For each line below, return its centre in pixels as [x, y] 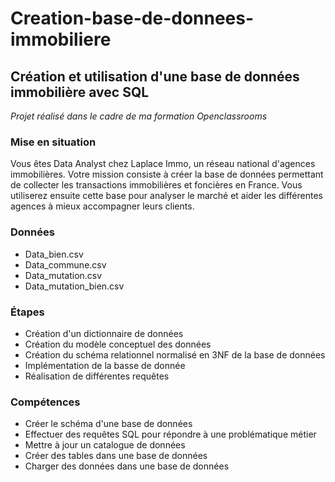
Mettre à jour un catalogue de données [105, 445]
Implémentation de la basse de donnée [105, 365]
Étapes [27, 312]
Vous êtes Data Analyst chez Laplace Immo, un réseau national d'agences [163, 164]
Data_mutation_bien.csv [74, 286]
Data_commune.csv [65, 264]
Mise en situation [53, 142]
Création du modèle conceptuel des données [118, 344]
